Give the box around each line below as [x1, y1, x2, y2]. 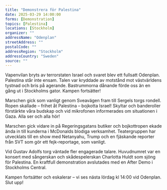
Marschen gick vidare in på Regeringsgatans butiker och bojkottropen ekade [5, 123, 162, 129]
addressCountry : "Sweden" [5, 53, 59, 59]
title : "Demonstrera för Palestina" [5, 7, 81, 12]
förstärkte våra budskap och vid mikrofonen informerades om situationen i [5, 108, 158, 114]
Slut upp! [5, 180, 24, 186]
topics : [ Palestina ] [5, 21, 48, 26]
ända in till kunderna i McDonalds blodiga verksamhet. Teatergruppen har [5, 128, 156, 135]
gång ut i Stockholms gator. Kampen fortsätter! [5, 88, 101, 94]
